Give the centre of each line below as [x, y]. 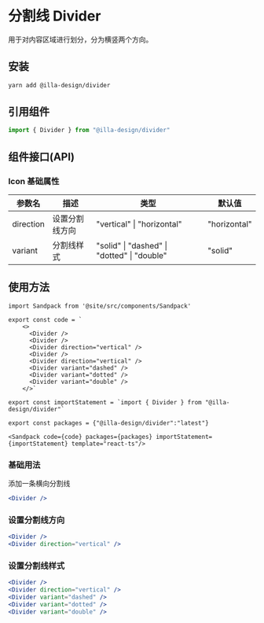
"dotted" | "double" [132, 255]
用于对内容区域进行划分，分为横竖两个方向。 [81, 39]
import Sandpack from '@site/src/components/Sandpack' [100, 306]
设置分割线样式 [37, 566]
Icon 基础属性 [34, 181]
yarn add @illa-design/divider [59, 85]
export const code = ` [45, 319]
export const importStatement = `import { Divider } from [105, 402]
